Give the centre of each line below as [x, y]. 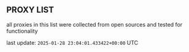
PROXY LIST [30, 10]
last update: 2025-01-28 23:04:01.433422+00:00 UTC [72, 42]
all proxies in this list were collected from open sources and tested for [94, 24]
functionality [22, 31]
